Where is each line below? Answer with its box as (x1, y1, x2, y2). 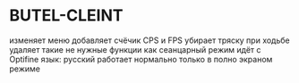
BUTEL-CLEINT (9, 5, 124, 26)
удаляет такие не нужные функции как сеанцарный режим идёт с (9, 44, 261, 54)
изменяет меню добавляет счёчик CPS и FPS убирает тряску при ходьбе (9, 35, 290, 46)
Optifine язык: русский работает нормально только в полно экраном (9, 54, 273, 64)
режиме (9, 63, 40, 74)
